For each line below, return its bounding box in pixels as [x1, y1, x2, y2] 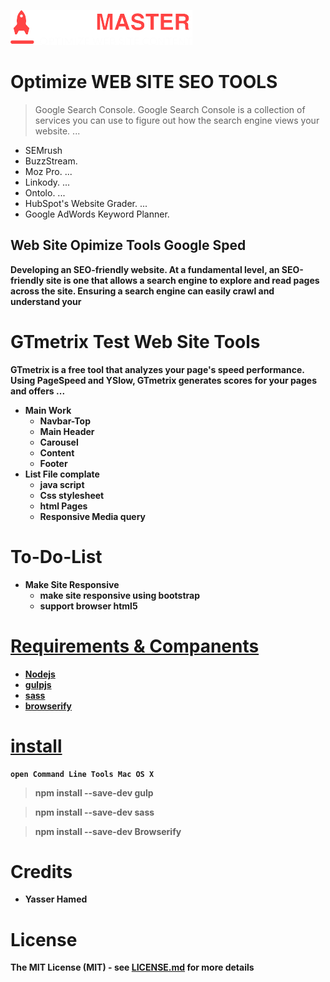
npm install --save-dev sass [34, 806, 155, 818]
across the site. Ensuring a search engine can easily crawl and [10, 285, 275, 297]
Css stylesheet [39, 489, 105, 501]
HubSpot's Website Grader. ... [24, 197, 148, 209]
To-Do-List [10, 545, 103, 568]
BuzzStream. [24, 155, 78, 167]
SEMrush [24, 144, 63, 156]
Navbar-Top [39, 415, 91, 427]
